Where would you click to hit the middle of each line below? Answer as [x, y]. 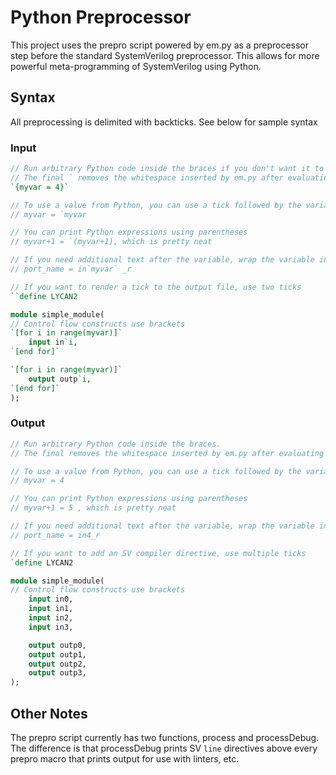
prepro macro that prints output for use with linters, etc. [125, 759]
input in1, [51, 609]
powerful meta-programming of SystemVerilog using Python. [136, 66]
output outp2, [57, 664]
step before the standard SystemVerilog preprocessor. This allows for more [165, 55]
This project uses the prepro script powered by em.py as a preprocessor [160, 45]
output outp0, [57, 645]
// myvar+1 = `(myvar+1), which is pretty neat [111, 242]
